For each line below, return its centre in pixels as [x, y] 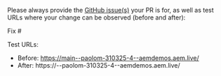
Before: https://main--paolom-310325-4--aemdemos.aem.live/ [108, 58]
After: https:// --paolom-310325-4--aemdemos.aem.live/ [99, 65]
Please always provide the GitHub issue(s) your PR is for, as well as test [110, 10]
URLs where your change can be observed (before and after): [96, 17]
